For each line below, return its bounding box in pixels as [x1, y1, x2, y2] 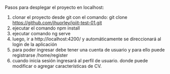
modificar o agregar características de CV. [12, 63, 102, 69]
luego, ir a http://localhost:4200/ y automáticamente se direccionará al [12, 36, 162, 42]
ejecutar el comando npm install [12, 25, 80, 31]
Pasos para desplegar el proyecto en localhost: [5, 5, 104, 10]
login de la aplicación [12, 41, 57, 47]
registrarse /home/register [12, 52, 68, 58]
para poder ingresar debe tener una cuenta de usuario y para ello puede [12, 47, 165, 53]
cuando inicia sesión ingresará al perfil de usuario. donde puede [12, 58, 148, 63]
